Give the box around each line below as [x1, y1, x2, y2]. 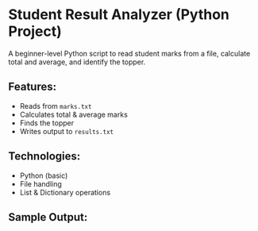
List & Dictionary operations [19, 187, 111, 197]
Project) [8, 22, 62, 40]
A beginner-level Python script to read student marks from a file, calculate [8, 48, 251, 58]
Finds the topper [19, 117, 74, 128]
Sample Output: [8, 210, 88, 224]
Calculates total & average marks [19, 110, 129, 119]
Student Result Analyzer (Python [8, 6, 230, 24]
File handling [19, 179, 62, 188]
